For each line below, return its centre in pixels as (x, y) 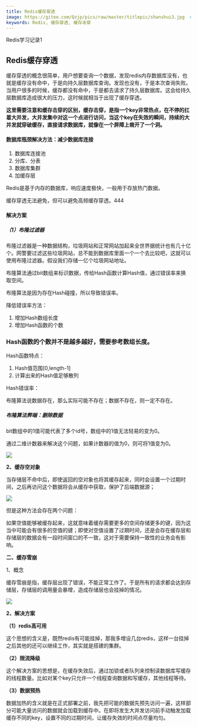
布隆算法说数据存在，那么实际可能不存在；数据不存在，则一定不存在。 (91, 401)
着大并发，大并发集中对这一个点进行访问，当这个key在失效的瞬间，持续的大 (98, 118)
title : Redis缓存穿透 (31, 11)
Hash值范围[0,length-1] (43, 368)
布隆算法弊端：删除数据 (34, 415)
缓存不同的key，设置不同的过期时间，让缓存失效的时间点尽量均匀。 (87, 718)
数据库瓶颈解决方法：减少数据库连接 (50, 139)
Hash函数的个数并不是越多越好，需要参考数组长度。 (80, 342)
